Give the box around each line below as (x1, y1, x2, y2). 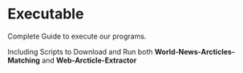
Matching (7, 55, 41, 65)
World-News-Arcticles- (154, 47, 236, 56)
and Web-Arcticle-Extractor (42, 55, 137, 65)
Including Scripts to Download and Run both (7, 47, 153, 56)
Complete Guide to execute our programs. (7, 31, 147, 41)
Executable (7, 5, 84, 23)
